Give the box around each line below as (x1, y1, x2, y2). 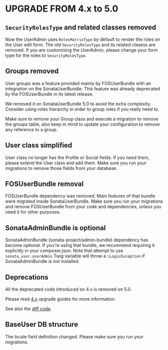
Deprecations (5, 273, 49, 282)
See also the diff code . (5, 306, 52, 312)
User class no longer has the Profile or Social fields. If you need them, (5, 154, 149, 160)
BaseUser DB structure (5, 320, 79, 329)
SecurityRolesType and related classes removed (5, 23, 156, 32)
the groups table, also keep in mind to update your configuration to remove (5, 121, 160, 127)
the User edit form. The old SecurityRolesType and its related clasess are (5, 42, 155, 48)
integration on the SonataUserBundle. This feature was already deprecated (5, 85, 160, 92)
